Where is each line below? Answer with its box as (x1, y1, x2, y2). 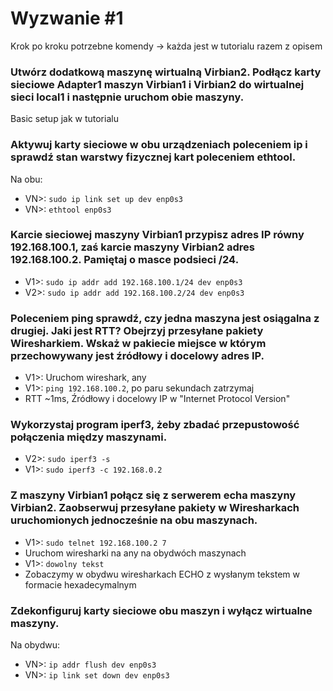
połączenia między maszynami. (10, 430, 168, 444)
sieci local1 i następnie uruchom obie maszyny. (10, 90, 245, 104)
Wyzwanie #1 (10, 7, 124, 30)
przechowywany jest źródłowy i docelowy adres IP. (10, 348, 265, 362)
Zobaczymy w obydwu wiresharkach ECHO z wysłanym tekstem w (24, 568, 300, 580)
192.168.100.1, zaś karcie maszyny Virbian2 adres (10, 240, 255, 254)
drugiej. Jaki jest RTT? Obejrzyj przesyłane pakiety (10, 323, 264, 337)
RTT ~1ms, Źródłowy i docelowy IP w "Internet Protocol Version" (24, 393, 291, 405)
